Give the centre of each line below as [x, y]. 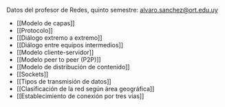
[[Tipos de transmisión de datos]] [64, 81]
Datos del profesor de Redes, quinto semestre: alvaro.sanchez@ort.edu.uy [112, 10]
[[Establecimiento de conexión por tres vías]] [80, 96]
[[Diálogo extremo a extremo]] [59, 38]
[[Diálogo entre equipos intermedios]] [70, 45]
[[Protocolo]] [34, 31]
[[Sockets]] [32, 74]
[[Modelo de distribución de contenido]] [73, 67]
